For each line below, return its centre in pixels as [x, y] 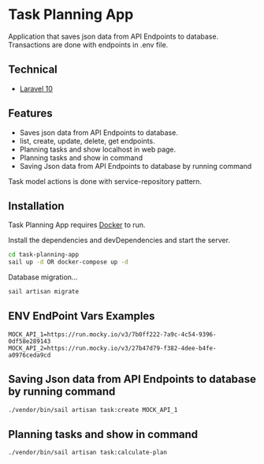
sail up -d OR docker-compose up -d [68, 262]
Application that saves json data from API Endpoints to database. [113, 36]
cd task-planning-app [44, 255]
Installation [36, 206]
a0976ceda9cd [30, 355]
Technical [33, 70]
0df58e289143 [30, 341]
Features [30, 113]
